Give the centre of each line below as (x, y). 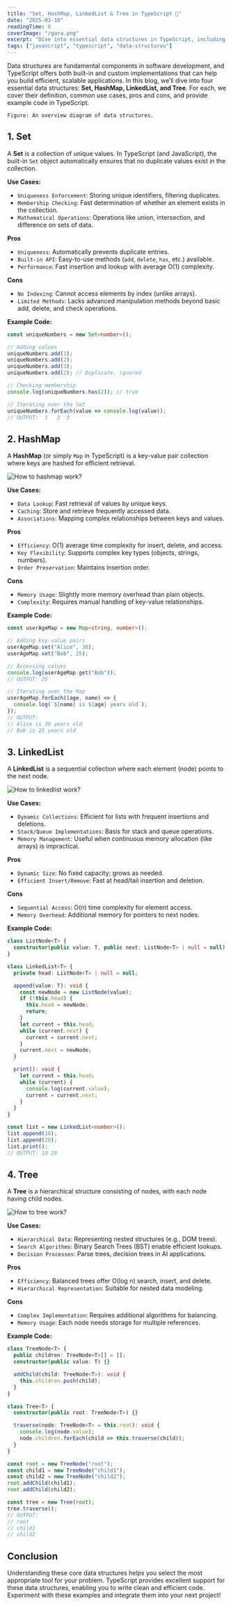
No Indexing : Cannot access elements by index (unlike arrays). (107, 294)
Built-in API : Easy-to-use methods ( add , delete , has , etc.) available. (115, 259)
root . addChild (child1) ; (42, 1483)
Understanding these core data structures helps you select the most (105, 1573)
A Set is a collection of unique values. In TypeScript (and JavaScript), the (112, 153)
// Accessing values (37, 666)
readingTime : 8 (29, 26)
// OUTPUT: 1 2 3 (39, 417)
